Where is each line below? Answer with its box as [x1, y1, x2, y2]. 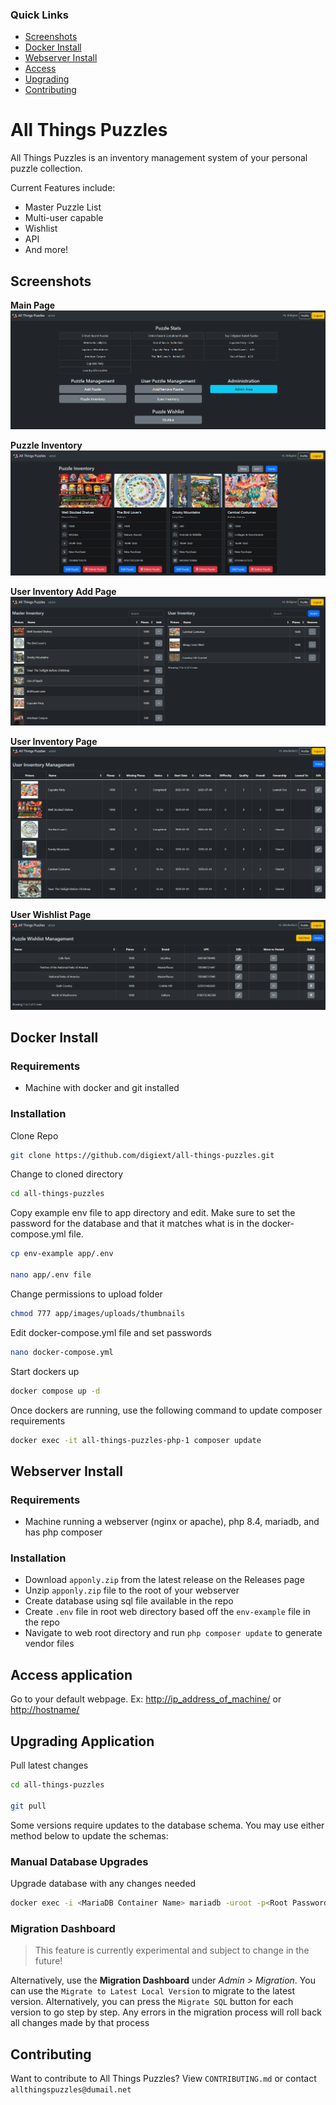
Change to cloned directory [10, 1168, 124, 1180]
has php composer [24, 1526, 103, 1538]
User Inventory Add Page [10, 586, 117, 598]
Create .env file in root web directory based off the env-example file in [24, 1606, 311, 1618]
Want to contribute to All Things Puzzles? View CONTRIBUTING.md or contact [10, 2072, 317, 2084]
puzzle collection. [10, 163, 83, 175]
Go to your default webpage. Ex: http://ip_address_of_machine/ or [10, 1693, 282, 1705]
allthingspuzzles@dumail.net [10, 2084, 132, 2095]
